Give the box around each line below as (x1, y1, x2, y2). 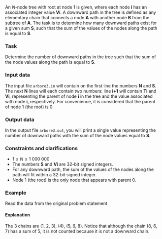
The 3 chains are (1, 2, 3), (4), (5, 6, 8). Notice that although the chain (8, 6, (5, 223, 158, 229)
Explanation (5, 212, 31, 218)
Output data (5, 116, 34, 123)
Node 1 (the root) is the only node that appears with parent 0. (12, 177, 136, 183)
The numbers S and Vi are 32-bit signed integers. (12, 161, 113, 167)
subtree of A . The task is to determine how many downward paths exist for (5, 20, 157, 26)
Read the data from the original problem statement (5, 200, 107, 206)
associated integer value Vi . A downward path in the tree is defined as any (5, 9, 156, 15)
